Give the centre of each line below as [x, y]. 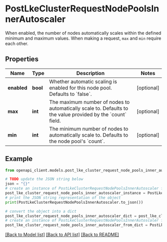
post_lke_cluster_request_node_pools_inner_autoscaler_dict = [71, 216]
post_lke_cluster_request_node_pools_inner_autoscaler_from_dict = [77, 225]
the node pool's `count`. [77, 141]
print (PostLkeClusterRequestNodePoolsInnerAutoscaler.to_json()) [74, 202]
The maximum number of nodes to [89, 102]
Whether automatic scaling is [83, 81]
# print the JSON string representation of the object [63, 198]
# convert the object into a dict [41, 211]
